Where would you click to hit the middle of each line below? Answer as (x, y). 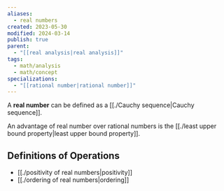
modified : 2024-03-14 (39, 33)
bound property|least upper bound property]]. (74, 134)
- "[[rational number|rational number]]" (75, 85)
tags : (15, 59)
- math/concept (36, 72)
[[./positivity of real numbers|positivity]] (75, 173)
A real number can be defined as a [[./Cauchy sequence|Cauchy (101, 105)
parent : (19, 46)
